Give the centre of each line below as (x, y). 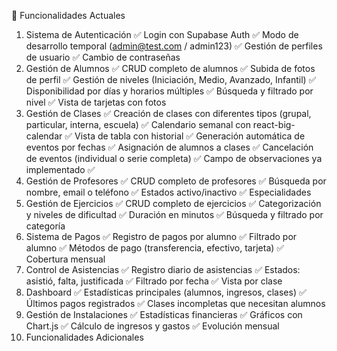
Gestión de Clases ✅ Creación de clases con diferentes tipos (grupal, (168, 113)
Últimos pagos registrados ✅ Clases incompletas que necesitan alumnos (175, 303)
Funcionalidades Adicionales (84, 337)
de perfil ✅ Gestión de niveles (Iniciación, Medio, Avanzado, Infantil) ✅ (171, 79)
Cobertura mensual (65, 259)
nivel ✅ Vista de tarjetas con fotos (96, 102)
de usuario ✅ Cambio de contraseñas (103, 57)
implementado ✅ (60, 169)
